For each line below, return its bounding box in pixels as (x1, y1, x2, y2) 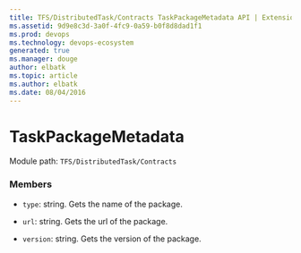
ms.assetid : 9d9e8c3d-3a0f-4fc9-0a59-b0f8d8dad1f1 (9, 21, 202, 30)
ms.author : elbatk (9, 80, 78, 89)
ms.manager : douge (9, 55, 78, 63)
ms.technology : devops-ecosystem (9, 38, 134, 47)
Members (9, 178, 52, 190)
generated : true (9, 46, 70, 55)
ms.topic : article (9, 72, 78, 80)
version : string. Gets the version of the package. (21, 233, 202, 244)
